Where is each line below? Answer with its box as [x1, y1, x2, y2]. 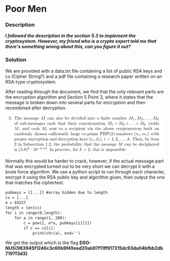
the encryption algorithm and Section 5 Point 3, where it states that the [5, 94, 153, 100]
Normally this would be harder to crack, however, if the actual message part [5, 158, 164, 164]
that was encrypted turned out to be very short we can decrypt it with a [5, 163, 155, 169]
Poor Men [5, 3, 47, 15]
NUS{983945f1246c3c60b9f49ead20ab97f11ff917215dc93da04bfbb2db [5, 245, 163, 251]
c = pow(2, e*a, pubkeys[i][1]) [23, 221, 92, 226]
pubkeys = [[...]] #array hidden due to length [5, 190, 108, 195]
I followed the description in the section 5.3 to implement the [5, 33, 136, 39]
